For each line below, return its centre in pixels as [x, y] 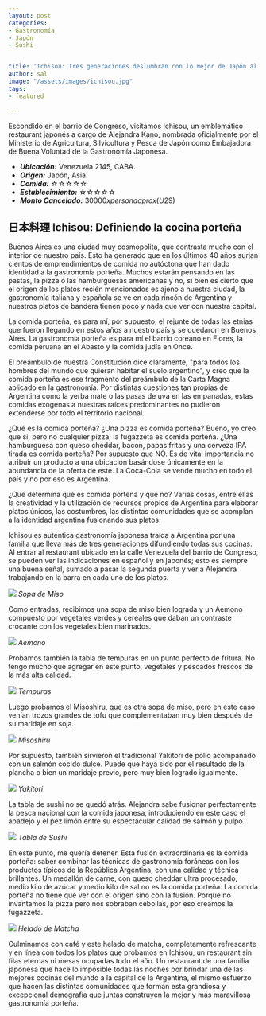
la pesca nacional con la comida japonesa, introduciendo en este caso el [127, 813]
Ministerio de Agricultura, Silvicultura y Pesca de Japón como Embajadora [130, 142]
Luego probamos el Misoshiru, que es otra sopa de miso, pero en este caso [132, 707]
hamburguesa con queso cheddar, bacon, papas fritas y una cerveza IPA [127, 446]
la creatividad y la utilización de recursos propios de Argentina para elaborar [133, 503]
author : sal [28, 74]
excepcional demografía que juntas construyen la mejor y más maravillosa [130, 995]
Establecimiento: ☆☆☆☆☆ [67, 192]
